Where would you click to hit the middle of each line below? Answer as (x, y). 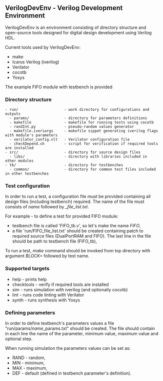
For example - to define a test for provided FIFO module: (62, 216)
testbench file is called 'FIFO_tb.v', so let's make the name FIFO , (76, 226)
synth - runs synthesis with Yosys (46, 300)
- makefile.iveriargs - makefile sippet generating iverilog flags (84, 131)
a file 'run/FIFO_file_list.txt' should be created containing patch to (78, 231)
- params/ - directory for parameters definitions (78, 118)
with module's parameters (31, 135)
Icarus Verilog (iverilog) (36, 62)
